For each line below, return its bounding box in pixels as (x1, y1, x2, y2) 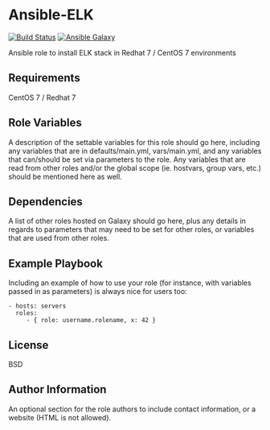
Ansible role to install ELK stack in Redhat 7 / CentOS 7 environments (8, 48, 237, 57)
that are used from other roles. (8, 234, 110, 243)
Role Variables (8, 116, 82, 130)
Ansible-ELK (8, 6, 94, 24)
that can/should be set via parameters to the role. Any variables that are (8, 155, 247, 164)
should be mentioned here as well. (8, 172, 122, 181)
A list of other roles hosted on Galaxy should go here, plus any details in (8, 216, 247, 226)
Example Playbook (8, 256, 103, 271)
